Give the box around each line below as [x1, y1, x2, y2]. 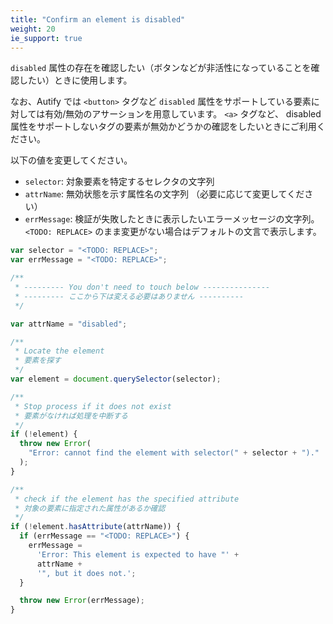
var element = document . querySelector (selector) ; [10, 374, 222, 384]
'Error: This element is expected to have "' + [36, 549, 240, 560]
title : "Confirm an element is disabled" [10, 14, 186, 25]
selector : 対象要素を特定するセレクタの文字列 [24, 176, 215, 188]
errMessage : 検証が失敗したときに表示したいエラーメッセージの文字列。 [24, 213, 320, 225]
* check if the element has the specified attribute [14, 494, 240, 504]
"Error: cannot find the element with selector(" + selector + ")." [28, 448, 320, 458]
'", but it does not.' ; [36, 568, 137, 578]
